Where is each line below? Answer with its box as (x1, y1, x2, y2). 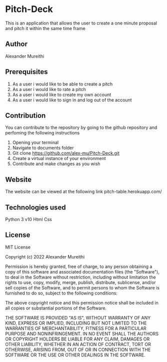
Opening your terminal (12, 139, 59, 145)
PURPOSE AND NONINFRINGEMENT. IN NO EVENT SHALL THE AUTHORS (5, 330, 159, 336)
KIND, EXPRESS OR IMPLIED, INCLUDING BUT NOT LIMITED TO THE (5, 320, 147, 326)
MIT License (5, 244, 31, 250)
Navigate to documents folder (12, 145, 74, 151)
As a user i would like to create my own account (12, 91, 111, 97)
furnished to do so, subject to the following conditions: (5, 290, 117, 296)
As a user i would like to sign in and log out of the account (12, 96, 132, 103)
